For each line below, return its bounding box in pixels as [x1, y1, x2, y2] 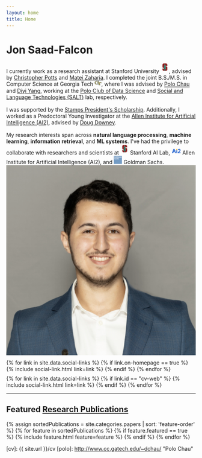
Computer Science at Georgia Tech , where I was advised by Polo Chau [6, 80, 190, 87]
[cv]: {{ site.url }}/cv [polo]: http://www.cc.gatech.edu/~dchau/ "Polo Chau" [6, 445, 194, 452]
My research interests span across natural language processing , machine [6, 131, 192, 138]
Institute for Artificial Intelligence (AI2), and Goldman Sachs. [6, 158, 164, 165]
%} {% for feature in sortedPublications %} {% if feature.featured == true [6, 427, 188, 434]
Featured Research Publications [6, 404, 129, 415]
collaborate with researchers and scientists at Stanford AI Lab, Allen [6, 148, 195, 156]
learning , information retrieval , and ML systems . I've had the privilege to [6, 138, 189, 145]
